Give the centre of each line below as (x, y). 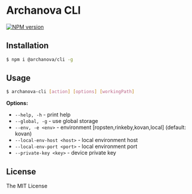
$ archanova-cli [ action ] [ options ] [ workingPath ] (70, 92)
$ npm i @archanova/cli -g (40, 59)
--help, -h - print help (43, 115)
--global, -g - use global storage (56, 121)
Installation (27, 46)
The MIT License (27, 186)
